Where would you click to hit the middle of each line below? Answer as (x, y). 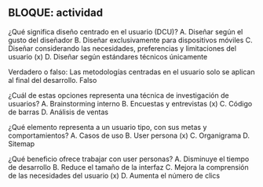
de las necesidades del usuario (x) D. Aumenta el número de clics (114, 175)
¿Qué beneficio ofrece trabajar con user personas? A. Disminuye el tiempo (129, 159)
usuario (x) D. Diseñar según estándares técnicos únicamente (108, 56)
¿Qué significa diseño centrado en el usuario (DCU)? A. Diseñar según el (126, 31)
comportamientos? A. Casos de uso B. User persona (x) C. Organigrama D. (129, 135)
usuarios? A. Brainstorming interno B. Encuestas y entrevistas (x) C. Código (130, 103)
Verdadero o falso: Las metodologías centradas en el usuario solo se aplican (131, 72)
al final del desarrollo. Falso (53, 80)
